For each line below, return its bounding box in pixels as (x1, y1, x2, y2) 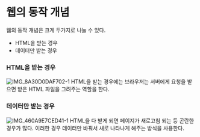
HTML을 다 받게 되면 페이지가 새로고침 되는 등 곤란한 (69, 117, 195, 124)
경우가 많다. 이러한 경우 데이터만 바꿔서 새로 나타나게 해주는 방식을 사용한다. (6, 124, 185, 132)
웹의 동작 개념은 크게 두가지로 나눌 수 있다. (6, 26, 106, 34)
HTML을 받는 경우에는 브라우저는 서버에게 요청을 (71, 78, 186, 85)
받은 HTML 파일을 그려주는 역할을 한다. (17, 85, 110, 93)
